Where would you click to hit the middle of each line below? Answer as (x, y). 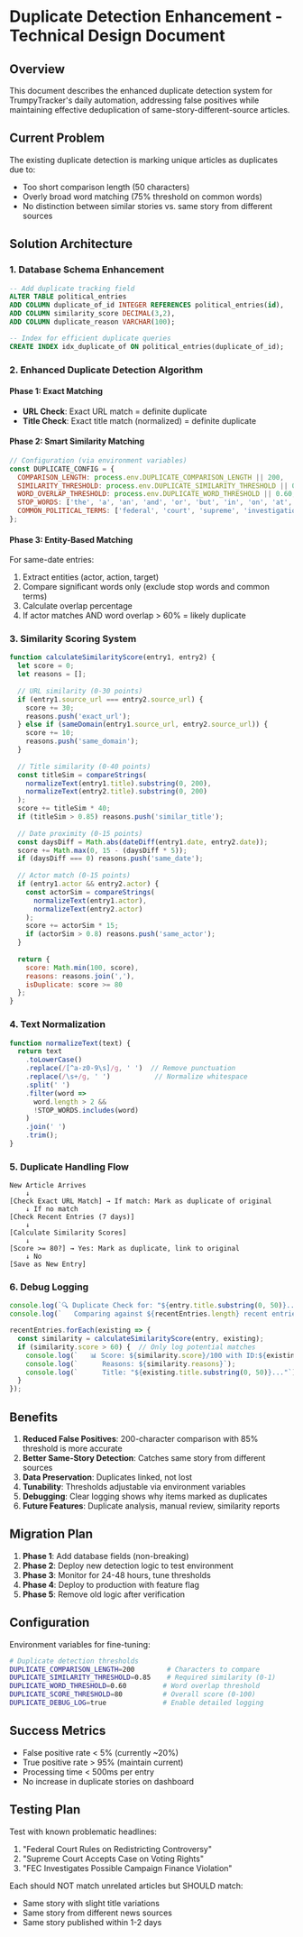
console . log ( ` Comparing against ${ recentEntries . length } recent (139, 1314)
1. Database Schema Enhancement (87, 270)
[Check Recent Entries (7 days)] (72, 1217)
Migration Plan (51, 1534)
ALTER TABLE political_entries (68, 297)
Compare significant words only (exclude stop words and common (146, 587)
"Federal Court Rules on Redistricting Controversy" (117, 1849)
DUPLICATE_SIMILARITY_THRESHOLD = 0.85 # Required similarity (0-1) (143, 1678)
